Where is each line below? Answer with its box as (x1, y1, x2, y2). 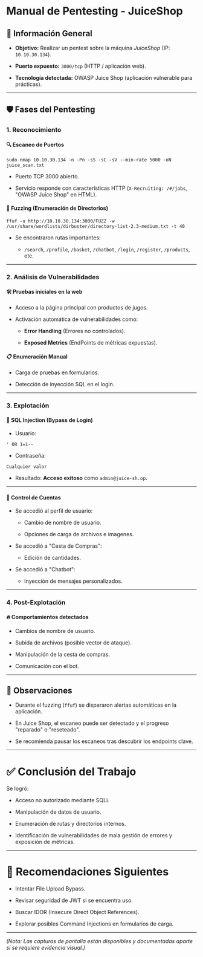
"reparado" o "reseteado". (14, 726, 80, 733)
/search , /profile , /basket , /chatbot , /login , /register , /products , (24, 245, 190, 253)
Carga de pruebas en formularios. (14, 369, 100, 376)
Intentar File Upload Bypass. (14, 885, 86, 892)
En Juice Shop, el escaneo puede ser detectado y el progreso (14, 719, 169, 727)
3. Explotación (6, 401, 50, 409)
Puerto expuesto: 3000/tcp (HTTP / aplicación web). (14, 62, 146, 70)
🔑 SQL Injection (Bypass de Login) (6, 416, 94, 424)
